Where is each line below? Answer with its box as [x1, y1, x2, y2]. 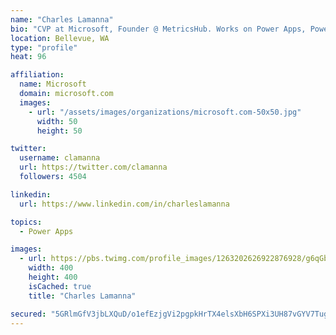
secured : [10, 309, 47, 319]
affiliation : [10, 70, 65, 80]
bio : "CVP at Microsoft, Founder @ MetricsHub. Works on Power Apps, [10, 24, 307, 34]
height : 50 [36, 126, 83, 136]
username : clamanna [19, 153, 101, 163]
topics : [10, 217, 43, 227]
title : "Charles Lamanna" [28, 291, 137, 301]
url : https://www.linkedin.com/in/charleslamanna [19, 199, 230, 209]
